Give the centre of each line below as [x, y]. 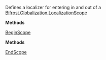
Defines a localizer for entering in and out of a [53, 7]
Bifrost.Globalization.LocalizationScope [46, 13]
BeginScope [18, 32]
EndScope [16, 52]
